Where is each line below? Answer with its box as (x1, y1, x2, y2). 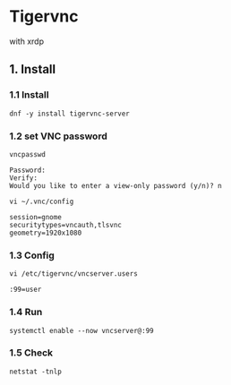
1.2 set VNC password (9, 130, 107, 142)
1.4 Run (9, 306, 43, 319)
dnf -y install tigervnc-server (9, 109, 130, 118)
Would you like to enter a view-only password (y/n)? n (9, 181, 222, 190)
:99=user (9, 285, 42, 295)
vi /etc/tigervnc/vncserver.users (9, 269, 139, 278)
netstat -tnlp (9, 367, 63, 376)
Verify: (9, 173, 38, 183)
